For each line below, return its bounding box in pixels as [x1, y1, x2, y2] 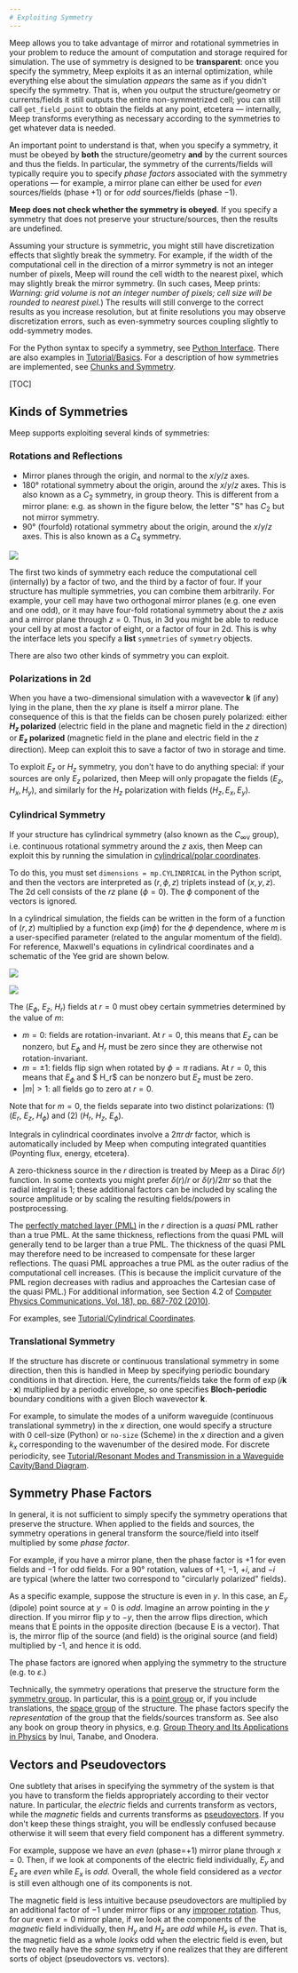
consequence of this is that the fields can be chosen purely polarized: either [9, 712, 288, 723]
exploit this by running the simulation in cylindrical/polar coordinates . [9, 850, 262, 860]
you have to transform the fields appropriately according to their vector [9, 1790, 269, 1801]
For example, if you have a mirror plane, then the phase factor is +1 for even [9, 1554, 286, 1565]
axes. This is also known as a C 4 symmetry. [21, 531, 182, 544]
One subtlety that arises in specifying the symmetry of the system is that [9, 1781, 275, 1791]
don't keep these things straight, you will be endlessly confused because [9, 1818, 277, 1829]
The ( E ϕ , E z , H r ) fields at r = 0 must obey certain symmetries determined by [9, 1001, 286, 1014]
